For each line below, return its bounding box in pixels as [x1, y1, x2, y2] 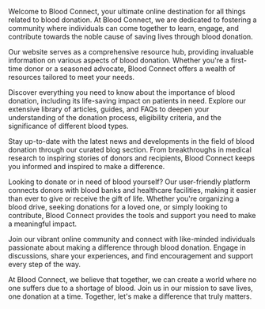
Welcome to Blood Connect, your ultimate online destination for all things [8, 7, 246, 16]
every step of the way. [8, 260, 81, 269]
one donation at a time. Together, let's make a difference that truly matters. [8, 292, 252, 301]
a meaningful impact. [8, 219, 78, 228]
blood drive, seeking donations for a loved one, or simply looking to [8, 202, 228, 212]
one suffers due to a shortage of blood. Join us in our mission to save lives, [8, 284, 253, 292]
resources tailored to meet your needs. [8, 73, 135, 81]
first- [230, 55, 248, 65]
